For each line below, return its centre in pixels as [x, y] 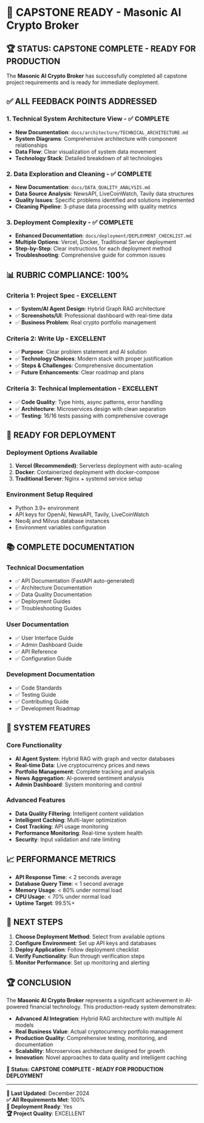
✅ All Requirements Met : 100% [46, 1100]
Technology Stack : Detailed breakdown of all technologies [89, 158]
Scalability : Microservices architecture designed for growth [90, 1051]
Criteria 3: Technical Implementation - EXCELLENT [83, 388]
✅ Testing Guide [36, 694]
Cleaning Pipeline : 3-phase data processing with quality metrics [96, 206]
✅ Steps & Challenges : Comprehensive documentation [84, 366]
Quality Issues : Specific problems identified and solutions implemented [105, 200]
